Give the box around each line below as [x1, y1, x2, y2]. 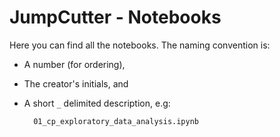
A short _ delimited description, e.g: [23, 97, 171, 109]
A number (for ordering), [23, 58, 126, 70]
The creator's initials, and [23, 77, 129, 90]
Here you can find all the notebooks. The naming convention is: [9, 39, 271, 51]
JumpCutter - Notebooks [9, 6, 222, 29]
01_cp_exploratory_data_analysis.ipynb [33, 116, 199, 126]
